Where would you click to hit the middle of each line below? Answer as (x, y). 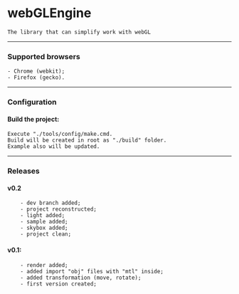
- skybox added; (44, 228)
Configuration (32, 103)
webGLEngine (49, 13)
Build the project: (33, 119)
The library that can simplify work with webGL (79, 32)
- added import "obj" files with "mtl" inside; (92, 271)
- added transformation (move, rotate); (81, 278)
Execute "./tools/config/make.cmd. (60, 134)
